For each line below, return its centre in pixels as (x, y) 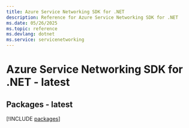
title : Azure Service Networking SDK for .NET (65, 12)
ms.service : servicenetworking (45, 40)
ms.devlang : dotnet (31, 34)
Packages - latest (40, 104)
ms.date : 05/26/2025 (32, 23)
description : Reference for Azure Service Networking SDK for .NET (92, 17)
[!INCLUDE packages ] (33, 119)
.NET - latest (38, 82)
